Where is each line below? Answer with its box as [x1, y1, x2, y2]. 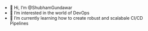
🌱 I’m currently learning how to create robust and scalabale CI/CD [9, 15, 144, 21]
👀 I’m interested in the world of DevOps [9, 10, 89, 16]
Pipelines [9, 20, 29, 26]
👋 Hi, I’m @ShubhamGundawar [9, 5, 73, 10]
